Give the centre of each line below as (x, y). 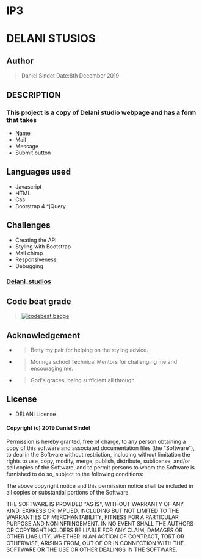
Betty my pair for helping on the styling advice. (89, 350)
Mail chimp (29, 253)
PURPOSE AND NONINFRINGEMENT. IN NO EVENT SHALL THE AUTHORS (100, 524)
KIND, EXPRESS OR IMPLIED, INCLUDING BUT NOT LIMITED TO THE (93, 511)
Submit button (33, 153)
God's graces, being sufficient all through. (83, 380)
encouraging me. (52, 368)
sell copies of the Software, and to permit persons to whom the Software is (101, 468)
